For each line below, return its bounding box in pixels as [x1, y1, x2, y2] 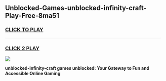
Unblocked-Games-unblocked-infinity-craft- [5, 4, 147, 12]
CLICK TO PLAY [5, 27, 43, 33]
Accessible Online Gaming [5, 70, 61, 76]
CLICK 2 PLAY [5, 45, 40, 52]
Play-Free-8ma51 [5, 12, 59, 20]
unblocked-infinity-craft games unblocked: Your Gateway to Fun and [5, 65, 150, 71]
